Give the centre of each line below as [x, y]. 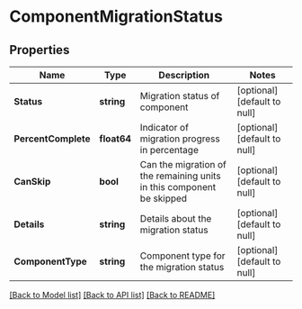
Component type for [183, 256]
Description [184, 75]
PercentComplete [53, 139]
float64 [115, 139]
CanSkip [32, 182]
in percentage [169, 150]
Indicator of [164, 127]
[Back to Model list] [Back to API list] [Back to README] [112, 295]
